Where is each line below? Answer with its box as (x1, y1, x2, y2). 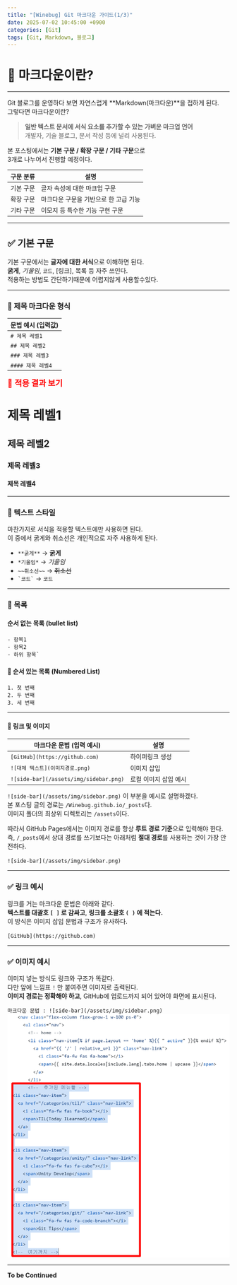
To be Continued (7, 1271, 57, 1279)
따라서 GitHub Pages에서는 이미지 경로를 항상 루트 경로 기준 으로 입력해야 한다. (7, 824, 224, 833)
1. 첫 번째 (7, 684, 35, 692)
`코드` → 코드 (17, 575, 54, 583)
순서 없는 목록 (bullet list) (7, 618, 79, 627)
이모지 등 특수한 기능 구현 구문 (41, 206, 123, 215)
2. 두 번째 (7, 692, 35, 699)
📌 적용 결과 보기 (7, 378, 63, 389)
